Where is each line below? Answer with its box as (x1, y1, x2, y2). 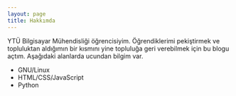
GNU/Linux (17, 65, 50, 74)
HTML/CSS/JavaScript (17, 73, 84, 82)
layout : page (7, 10, 46, 18)
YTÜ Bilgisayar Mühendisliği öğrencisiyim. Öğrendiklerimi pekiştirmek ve (7, 36, 220, 45)
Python (17, 80, 39, 89)
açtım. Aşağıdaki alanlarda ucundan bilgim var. (7, 51, 144, 60)
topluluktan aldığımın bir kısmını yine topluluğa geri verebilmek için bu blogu (7, 44, 230, 53)
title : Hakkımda (7, 17, 55, 24)
